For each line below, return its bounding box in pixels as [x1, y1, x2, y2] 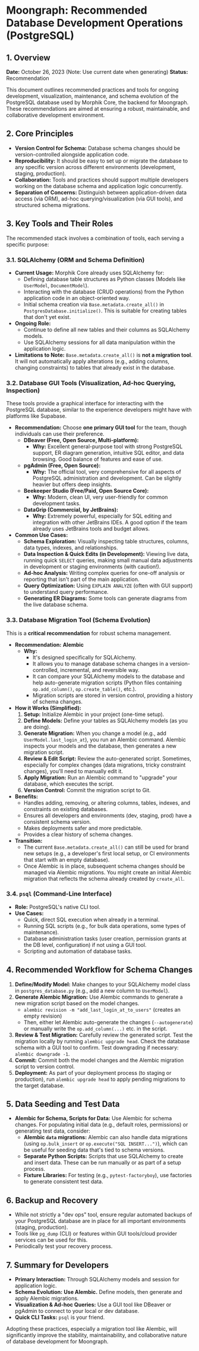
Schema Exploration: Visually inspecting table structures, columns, [23, 538, 189, 545]
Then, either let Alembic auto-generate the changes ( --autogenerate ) [23, 1018, 193, 1025]
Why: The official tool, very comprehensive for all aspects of [32, 468, 181, 476]
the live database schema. [23, 601, 89, 608]
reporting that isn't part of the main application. [23, 576, 140, 583]
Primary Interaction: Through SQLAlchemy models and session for [14, 1276, 179, 1283]
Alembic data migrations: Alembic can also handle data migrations [23, 1134, 188, 1141]
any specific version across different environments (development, [14, 163, 176, 170]
